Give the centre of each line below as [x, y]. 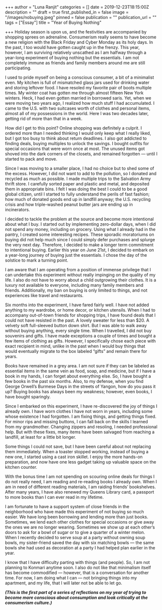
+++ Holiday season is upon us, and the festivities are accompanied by [76, 32]
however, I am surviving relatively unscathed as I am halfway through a [76, 52]
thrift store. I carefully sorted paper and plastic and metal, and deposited [77, 184]
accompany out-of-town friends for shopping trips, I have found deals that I [80, 315]
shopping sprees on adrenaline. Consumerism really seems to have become [81, 37]
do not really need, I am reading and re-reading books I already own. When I [81, 482]
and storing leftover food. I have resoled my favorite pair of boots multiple [78, 88]
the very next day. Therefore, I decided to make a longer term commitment [79, 245]
